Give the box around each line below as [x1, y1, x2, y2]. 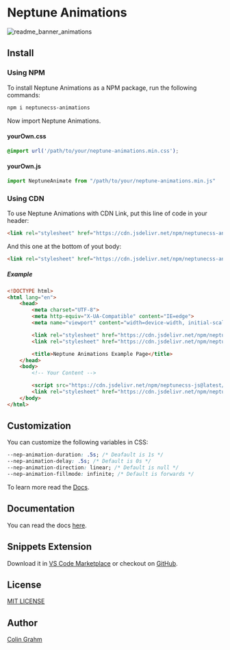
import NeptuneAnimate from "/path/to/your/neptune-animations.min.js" [7, 177, 216, 184]
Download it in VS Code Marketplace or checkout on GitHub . [7, 559, 178, 567]
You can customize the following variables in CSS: [7, 438, 149, 446]
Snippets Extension [7, 541, 92, 553]
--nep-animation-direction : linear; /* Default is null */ [7, 464, 179, 471]
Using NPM [7, 68, 46, 77]
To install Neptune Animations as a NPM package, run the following [7, 84, 197, 92]
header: [7, 216, 29, 224]
